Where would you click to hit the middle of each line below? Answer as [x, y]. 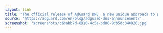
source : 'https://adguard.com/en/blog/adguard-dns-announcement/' [73, 18]
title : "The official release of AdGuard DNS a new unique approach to [80, 14]
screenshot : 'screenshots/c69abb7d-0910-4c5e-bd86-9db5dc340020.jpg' [77, 23]
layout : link [18, 9]
